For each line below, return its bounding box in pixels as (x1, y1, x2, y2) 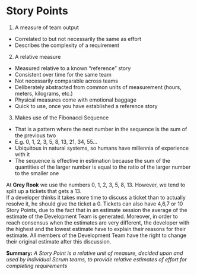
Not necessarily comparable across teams (14, 77, 119, 84)
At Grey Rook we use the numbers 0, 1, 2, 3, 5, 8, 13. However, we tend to (6, 181, 186, 188)
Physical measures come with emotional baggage (14, 96, 136, 103)
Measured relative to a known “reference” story (14, 64, 131, 72)
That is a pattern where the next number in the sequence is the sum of (14, 125, 188, 132)
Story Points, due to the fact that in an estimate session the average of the (6, 206, 188, 213)
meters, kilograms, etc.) (14, 90, 73, 97)
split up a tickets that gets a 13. (6, 187, 82, 194)
